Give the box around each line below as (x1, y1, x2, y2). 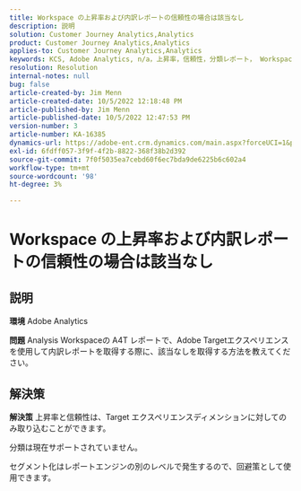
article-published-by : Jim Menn (9, 105, 130, 114)
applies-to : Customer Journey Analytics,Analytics (9, 47, 202, 56)
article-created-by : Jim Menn (9, 88, 123, 97)
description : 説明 (9, 22, 75, 31)
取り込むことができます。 (16, 423, 111, 434)
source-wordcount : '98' (9, 171, 99, 180)
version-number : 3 (9, 122, 78, 131)
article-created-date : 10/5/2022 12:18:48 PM (9, 96, 182, 106)
